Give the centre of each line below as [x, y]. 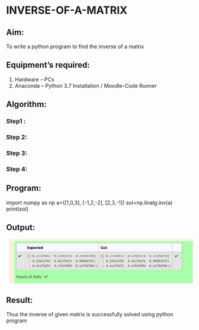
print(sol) [17, 209]
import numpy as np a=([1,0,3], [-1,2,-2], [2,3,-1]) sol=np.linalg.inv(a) [89, 202]
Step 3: [17, 153]
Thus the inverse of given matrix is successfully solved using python [90, 315]
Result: [20, 300]
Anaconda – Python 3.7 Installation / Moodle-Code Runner [86, 85]
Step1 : [16, 121]
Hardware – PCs [34, 79]
